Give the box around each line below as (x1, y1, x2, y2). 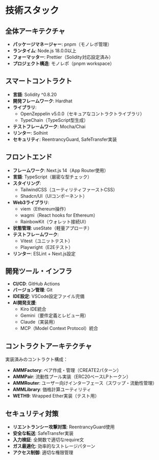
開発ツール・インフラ (5, 267, 72, 276)
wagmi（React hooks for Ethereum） (20, 212, 98, 218)
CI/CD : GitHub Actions (12, 281, 60, 287)
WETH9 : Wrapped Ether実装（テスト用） (12, 393, 99, 399)
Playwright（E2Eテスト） (20, 244, 73, 250)
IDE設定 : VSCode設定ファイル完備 (12, 293, 85, 300)
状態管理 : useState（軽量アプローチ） (12, 225, 92, 231)
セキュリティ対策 (5, 409, 59, 418)
